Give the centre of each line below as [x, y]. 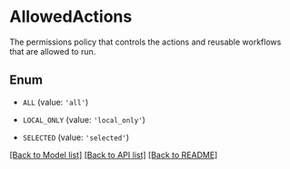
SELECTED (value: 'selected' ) [76, 137]
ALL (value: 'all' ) [55, 102]
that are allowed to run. [53, 51]
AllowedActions [71, 17]
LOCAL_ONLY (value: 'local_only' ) [84, 119]
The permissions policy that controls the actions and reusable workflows [145, 42]
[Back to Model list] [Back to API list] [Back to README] [114, 154]
